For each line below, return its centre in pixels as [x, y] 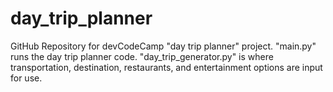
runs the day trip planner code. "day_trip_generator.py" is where [142, 56]
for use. [26, 78]
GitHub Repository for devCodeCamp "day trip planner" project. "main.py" [163, 46]
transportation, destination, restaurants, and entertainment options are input [166, 67]
